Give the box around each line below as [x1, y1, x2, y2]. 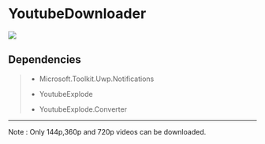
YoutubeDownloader [8, 5, 147, 23]
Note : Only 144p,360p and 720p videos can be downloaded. [8, 127, 207, 136]
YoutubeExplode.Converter [39, 104, 128, 114]
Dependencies [8, 53, 81, 67]
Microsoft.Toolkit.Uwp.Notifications [39, 74, 155, 83]
